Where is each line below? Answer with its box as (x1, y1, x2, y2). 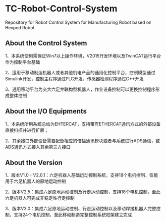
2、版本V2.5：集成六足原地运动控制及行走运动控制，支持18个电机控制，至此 (5, 189, 161, 195)
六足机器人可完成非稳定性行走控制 (5, 195, 75, 201)
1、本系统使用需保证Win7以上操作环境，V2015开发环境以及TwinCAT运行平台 (5, 53, 161, 58)
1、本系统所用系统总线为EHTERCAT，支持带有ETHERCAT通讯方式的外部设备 (5, 121, 161, 127)
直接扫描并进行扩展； (5, 127, 49, 133)
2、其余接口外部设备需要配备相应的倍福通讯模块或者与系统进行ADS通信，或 (5, 137, 160, 144)
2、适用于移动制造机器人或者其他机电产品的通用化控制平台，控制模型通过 (5, 69, 156, 75)
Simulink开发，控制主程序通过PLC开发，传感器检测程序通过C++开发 (5, 75, 144, 82)
